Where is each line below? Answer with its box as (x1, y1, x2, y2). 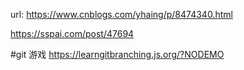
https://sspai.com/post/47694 (10, 28, 135, 39)
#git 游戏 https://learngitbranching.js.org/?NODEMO (10, 49, 225, 60)
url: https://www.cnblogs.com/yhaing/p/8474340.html (10, 9, 233, 20)
